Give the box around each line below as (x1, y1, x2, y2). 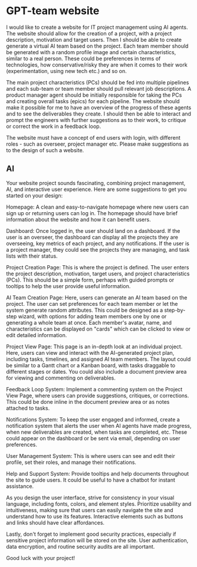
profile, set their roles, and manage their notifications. (6, 459, 137, 466)
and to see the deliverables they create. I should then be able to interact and (6, 110, 192, 117)
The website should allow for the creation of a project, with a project (6, 29, 172, 37)
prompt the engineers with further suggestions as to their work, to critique (6, 116, 186, 123)
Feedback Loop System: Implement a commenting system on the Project (6, 385, 183, 393)
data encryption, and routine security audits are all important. (6, 543, 155, 550)
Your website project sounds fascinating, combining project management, (6, 179, 186, 186)
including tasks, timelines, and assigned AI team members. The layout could (6, 355, 191, 362)
